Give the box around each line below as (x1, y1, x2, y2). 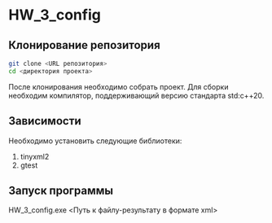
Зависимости (8, 114, 81, 128)
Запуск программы (8, 183, 114, 197)
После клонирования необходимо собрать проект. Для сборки (8, 81, 229, 91)
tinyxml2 (20, 151, 50, 161)
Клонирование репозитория (8, 38, 160, 52)
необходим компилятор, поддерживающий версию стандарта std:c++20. (8, 90, 265, 100)
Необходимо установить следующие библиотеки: (8, 136, 182, 146)
